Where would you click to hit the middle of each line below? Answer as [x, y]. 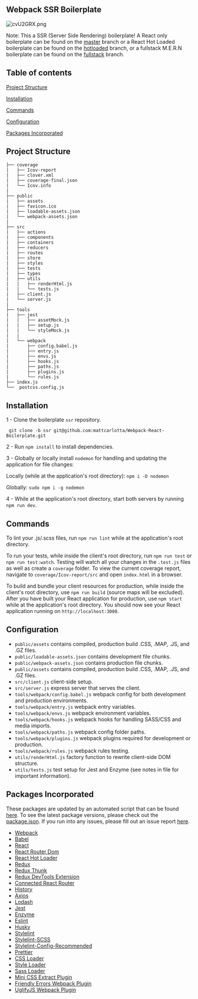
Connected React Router [44, 883]
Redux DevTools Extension [47, 877]
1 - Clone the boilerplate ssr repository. [54, 420]
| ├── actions [26, 232]
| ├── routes [25, 253]
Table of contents [39, 73]
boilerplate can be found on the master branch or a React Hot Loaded [90, 41]
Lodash [24, 901]
